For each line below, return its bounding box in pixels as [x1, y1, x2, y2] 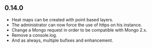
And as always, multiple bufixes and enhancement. [11, 37, 113, 43]
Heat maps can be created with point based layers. [11, 16, 114, 22]
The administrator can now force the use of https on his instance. [11, 22, 142, 28]
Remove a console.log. [11, 32, 58, 38]
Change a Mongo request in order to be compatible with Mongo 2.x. [11, 27, 148, 33]
